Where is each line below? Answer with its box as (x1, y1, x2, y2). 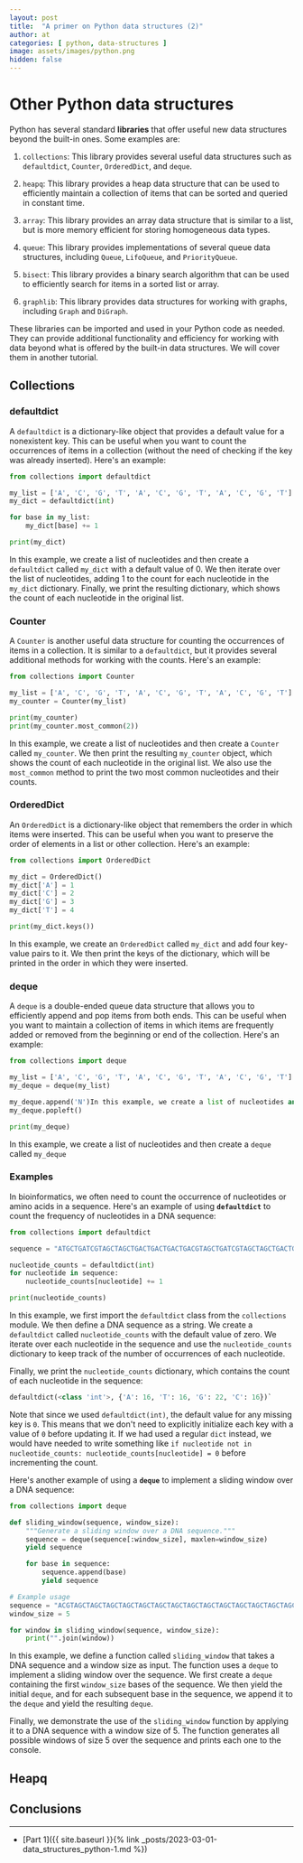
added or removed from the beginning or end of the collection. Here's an (9, 1029, 280, 1040)
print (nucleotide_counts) (9, 1293, 106, 1303)
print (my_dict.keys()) (9, 922, 95, 931)
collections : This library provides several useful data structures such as (22, 151, 292, 162)
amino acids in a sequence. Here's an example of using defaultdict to (9, 1200, 271, 1211)
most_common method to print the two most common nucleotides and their (9, 767, 280, 778)
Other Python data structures (9, 94, 234, 115)
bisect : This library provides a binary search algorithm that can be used (22, 268, 290, 280)
